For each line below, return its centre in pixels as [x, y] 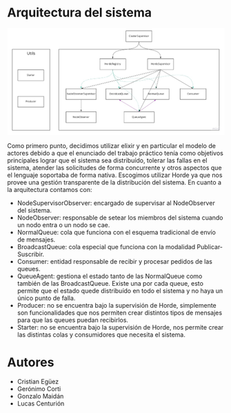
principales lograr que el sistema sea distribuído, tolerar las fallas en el [107, 160]
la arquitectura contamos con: [50, 189]
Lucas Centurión [41, 403]
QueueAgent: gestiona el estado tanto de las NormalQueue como [110, 276]
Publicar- [210, 246]
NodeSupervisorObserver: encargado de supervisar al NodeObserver [116, 203]
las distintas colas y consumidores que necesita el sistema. [101, 335]
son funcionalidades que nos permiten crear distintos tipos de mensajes [120, 313]
